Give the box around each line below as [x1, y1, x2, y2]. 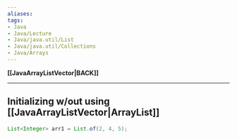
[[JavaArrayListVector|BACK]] [7, 68, 99, 77]
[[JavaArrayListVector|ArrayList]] [7, 107, 160, 119]
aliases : [7, 10, 33, 18]
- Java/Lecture [7, 29, 52, 37]
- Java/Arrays [7, 50, 49, 57]
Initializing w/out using [7, 95, 111, 107]
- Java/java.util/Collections [7, 43, 97, 50]
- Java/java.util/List [7, 37, 74, 44]
